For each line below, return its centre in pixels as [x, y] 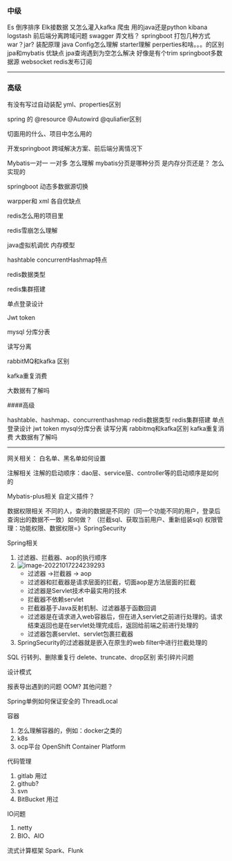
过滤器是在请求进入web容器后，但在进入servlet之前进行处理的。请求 [125, 617]
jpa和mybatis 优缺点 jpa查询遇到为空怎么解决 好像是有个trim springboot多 [112, 53]
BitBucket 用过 [38, 799]
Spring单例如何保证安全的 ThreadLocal [62, 701]
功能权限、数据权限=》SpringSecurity [72, 528]
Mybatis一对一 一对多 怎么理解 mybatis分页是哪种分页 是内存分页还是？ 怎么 [116, 163]
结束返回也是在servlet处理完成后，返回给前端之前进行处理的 [113, 625]
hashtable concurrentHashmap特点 [57, 260]
